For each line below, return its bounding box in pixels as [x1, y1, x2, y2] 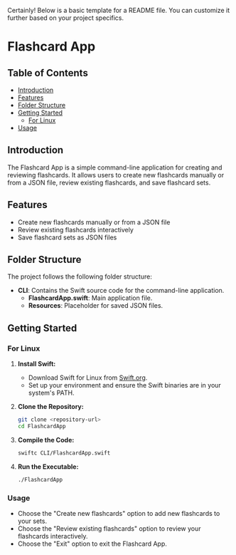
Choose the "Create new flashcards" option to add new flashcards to [17, 509, 220, 517]
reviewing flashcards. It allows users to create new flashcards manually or [7, 170, 225, 179]
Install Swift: [17, 360, 56, 368]
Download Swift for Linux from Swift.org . [28, 373, 148, 382]
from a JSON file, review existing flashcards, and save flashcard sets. [7, 178, 211, 187]
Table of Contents [7, 67, 89, 79]
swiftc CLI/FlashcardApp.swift [17, 449, 111, 457]
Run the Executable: [17, 462, 79, 471]
